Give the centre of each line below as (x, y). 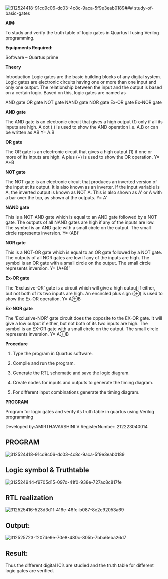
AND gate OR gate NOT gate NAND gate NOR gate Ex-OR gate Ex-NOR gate (83, 102)
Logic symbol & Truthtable (47, 470)
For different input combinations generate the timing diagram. (76, 392)
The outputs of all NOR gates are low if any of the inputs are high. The (77, 258)
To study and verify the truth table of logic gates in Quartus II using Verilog (82, 32)
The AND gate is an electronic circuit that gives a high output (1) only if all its (84, 122)
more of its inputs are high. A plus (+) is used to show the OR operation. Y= (82, 157)
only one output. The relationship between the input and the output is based (84, 87)
